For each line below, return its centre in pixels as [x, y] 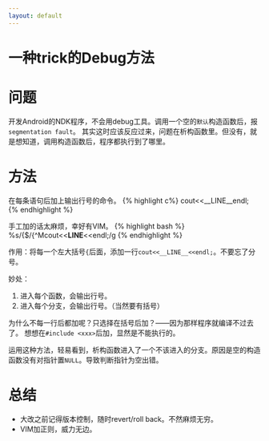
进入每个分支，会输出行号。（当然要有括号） [92, 305]
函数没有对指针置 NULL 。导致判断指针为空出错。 [86, 360]
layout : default [35, 16]
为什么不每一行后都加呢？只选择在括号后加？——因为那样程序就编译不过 [127, 322]
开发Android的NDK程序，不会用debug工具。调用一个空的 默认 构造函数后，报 [133, 121]
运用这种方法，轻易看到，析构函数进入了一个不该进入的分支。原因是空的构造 [134, 350]
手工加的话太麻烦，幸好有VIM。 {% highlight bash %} [97, 226]
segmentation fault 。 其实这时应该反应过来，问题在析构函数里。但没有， [129, 131]
